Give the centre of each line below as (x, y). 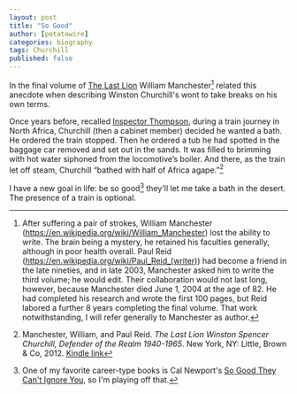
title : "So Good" (41, 26)
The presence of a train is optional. (73, 197)
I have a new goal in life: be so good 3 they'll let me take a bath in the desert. (147, 187)
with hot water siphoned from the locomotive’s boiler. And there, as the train (147, 158)
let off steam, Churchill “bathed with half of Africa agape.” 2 (116, 169)
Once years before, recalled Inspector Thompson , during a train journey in (145, 121)
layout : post (33, 17)
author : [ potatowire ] (49, 34)
